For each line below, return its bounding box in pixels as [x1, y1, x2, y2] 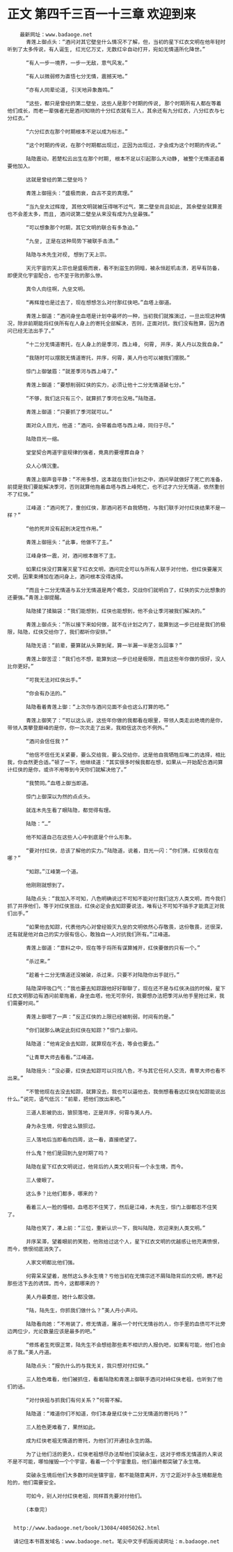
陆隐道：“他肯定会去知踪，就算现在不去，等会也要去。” [25, 1040, 159, 1047]
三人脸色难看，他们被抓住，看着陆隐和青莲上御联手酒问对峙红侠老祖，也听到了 [25, 1376, 218, 1383]
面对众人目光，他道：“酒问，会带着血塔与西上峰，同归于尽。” [25, 422, 175, 429]
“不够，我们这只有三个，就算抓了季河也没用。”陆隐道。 [25, 395, 159, 402]
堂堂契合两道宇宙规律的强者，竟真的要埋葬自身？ [25, 449, 145, 456]
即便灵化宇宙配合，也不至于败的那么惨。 [7, 272, 106, 279]
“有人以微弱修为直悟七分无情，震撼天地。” [25, 73, 129, 80]
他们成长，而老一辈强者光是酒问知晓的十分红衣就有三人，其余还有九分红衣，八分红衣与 [7, 107, 220, 114]
